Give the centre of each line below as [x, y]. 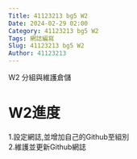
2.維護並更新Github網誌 [48, 147]
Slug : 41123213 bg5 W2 [46, 46]
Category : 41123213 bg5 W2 [54, 31]
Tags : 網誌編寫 [31, 38]
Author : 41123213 [37, 53]
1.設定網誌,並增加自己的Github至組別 [69, 136]
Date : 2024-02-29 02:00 [48, 23]
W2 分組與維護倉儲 [40, 77]
